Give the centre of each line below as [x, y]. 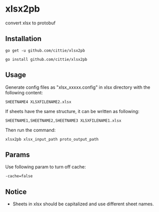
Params [18, 154]
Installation [23, 39]
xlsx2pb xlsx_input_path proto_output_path [52, 139]
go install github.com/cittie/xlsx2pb [46, 59]
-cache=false [19, 176]
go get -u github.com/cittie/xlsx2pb [45, 50]
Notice [16, 191]
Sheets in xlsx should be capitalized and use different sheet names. [83, 204]
